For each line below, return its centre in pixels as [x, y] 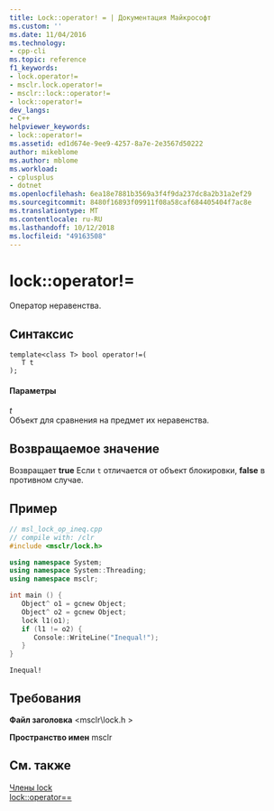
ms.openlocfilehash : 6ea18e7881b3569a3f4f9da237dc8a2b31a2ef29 [131, 194]
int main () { [36, 596]
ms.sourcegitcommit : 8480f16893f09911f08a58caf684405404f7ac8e [131, 203]
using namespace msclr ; [54, 579]
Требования [45, 698]
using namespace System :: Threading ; [78, 571]
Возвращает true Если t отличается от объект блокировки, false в [137, 471]
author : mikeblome [44, 152]
